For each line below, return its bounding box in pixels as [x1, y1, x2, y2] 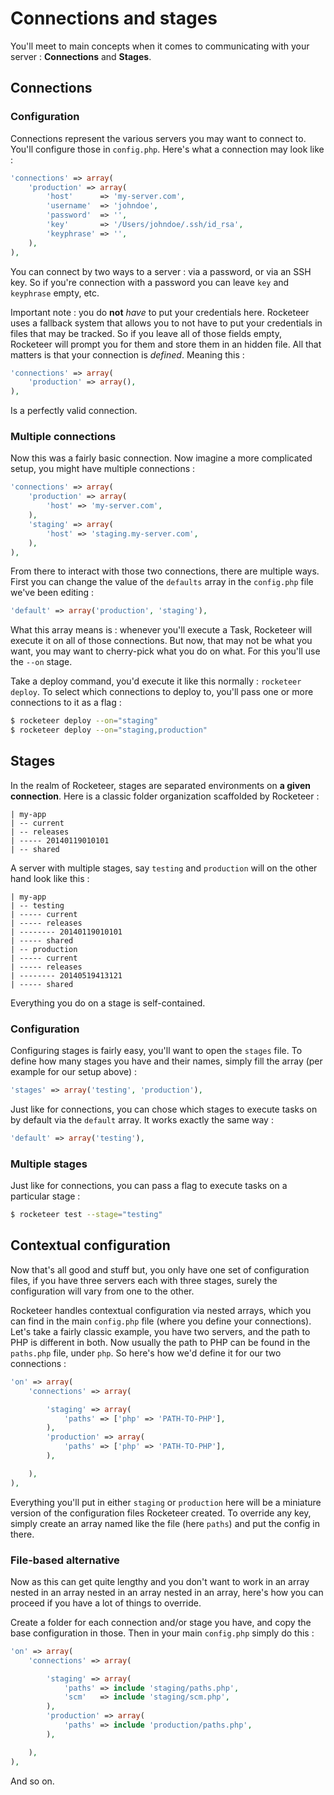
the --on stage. [10, 656, 73, 668]
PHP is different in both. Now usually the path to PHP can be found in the [10, 1336, 311, 1348]
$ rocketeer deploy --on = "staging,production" [10, 725, 208, 736]
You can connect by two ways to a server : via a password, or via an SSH [10, 265, 312, 277]
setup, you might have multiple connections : [10, 463, 196, 475]
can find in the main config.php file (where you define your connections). [10, 1315, 312, 1327]
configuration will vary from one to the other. [10, 1285, 195, 1297]
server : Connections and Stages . [10, 50, 152, 62]
